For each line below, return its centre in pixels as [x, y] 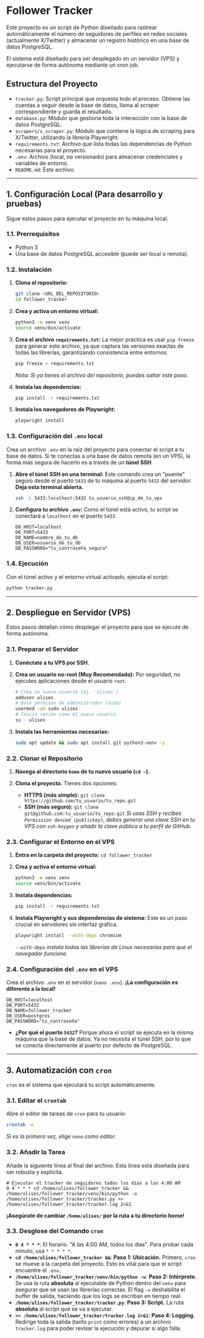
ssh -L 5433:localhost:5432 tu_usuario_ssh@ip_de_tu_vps [89, 498]
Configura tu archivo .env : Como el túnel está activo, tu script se [97, 510]
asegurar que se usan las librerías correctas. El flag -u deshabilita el [100, 1289]
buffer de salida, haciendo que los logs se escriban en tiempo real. [98, 1296]
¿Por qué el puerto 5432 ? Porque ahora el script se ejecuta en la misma [104, 1033]
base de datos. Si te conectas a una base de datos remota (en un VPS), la [98, 456]
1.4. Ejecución [27, 564]
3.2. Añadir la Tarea [36, 1152]
